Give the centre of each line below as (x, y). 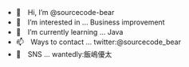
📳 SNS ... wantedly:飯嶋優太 (64, 54)
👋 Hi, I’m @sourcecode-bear (65, 12)
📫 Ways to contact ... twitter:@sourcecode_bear (98, 42)
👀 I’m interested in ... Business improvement (90, 22)
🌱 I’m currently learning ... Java (69, 32)
